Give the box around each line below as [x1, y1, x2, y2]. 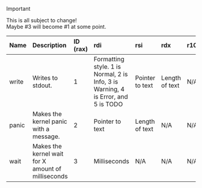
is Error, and [93, 92, 128, 101]
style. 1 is [93, 62, 121, 71]
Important [6, 5, 31, 12]
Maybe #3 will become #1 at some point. [6, 23, 106, 30]
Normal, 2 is [93, 70, 128, 78]
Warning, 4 [93, 85, 125, 93]
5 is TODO [93, 100, 123, 108]
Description [32, 41, 67, 49]
